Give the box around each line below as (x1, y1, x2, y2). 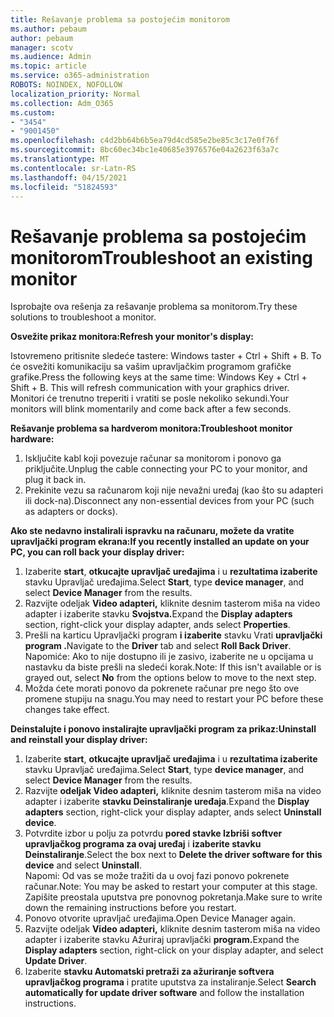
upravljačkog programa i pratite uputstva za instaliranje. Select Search (24, 976, 317, 988)
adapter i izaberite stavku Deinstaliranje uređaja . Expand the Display (24, 796, 310, 808)
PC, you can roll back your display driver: (10, 546, 185, 558)
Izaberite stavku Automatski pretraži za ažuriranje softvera (24, 966, 275, 978)
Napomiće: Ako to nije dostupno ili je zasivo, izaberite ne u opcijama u (24, 651, 314, 663)
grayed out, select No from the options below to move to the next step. (24, 672, 317, 684)
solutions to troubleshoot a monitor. (10, 311, 157, 323)
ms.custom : (10, 107, 56, 118)
